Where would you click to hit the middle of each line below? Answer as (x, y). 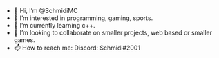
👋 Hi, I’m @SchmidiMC (46, 11)
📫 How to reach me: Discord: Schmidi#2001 (77, 48)
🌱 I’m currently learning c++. (54, 25)
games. (25, 40)
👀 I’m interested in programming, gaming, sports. (83, 18)
